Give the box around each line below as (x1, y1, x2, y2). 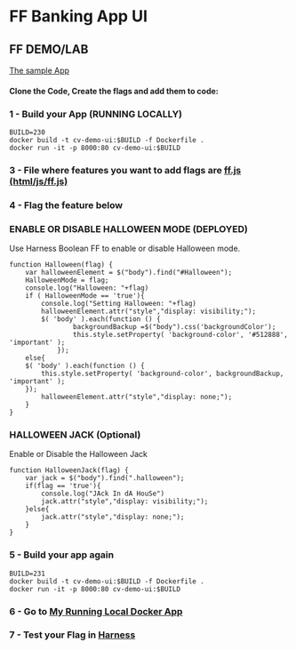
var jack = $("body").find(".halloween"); (25, 474, 185, 483)
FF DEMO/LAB (9, 42, 89, 57)
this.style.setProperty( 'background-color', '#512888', (72, 331, 289, 340)
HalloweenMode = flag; (25, 276, 109, 285)
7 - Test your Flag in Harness (9, 629, 136, 641)
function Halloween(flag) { (9, 261, 114, 269)
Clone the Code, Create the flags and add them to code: (9, 85, 220, 96)
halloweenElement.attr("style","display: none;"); (41, 393, 233, 402)
